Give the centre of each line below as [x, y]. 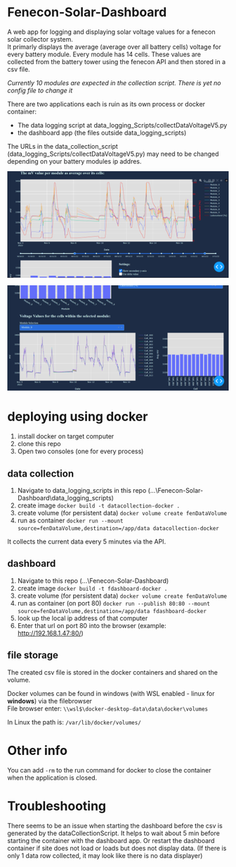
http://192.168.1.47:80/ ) [51, 633]
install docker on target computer [66, 436]
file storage [33, 655]
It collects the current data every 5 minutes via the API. [87, 542]
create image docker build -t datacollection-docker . [99, 505]
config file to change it [40, 90]
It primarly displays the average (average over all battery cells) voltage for [114, 47]
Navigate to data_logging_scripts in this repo [82, 491]
